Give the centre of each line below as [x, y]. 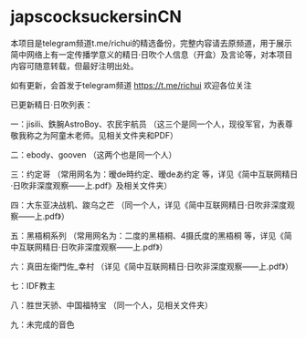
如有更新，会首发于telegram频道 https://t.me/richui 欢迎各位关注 [131, 85]
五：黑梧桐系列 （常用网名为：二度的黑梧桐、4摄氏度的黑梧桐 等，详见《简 [151, 235]
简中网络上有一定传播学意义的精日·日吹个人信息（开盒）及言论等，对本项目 [152, 54]
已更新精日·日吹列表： [52, 104]
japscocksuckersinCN [96, 17]
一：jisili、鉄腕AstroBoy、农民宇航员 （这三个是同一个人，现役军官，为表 [148, 124]
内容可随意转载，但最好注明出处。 [74, 66]
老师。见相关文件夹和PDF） [126, 135]
